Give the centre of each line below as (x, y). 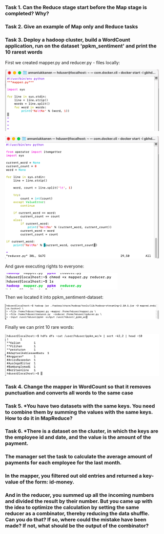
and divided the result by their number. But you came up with (79, 501)
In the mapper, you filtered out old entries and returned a (73, 476)
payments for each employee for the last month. (63, 463)
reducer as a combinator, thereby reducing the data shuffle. (77, 513)
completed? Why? (27, 13)
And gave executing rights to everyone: (45, 267)
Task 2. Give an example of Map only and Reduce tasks (72, 26)
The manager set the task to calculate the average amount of (79, 457)
